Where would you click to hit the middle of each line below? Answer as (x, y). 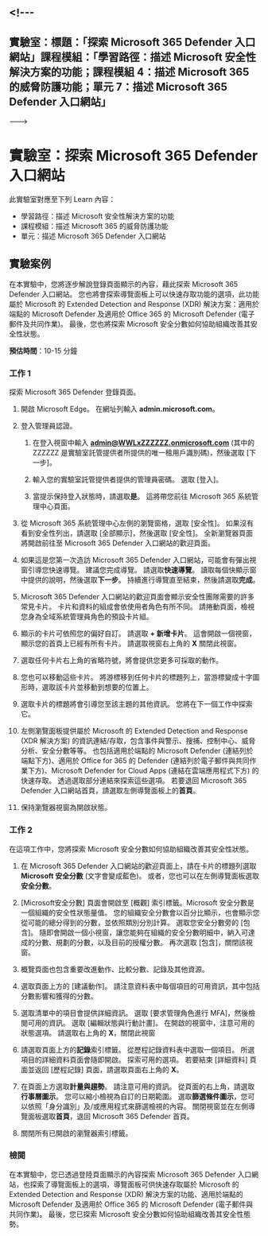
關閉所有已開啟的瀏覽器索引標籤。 (76, 1133)
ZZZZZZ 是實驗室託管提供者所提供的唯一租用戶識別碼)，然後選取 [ (141, 453)
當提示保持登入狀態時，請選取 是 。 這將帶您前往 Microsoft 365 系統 (142, 497)
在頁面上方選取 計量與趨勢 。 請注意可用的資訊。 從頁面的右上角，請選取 (138, 1086)
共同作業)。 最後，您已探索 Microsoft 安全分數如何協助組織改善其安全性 (126, 1214)
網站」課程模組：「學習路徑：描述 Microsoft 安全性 (133, 57)
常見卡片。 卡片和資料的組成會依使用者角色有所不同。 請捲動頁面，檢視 (138, 606)
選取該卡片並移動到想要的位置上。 (97, 688)
